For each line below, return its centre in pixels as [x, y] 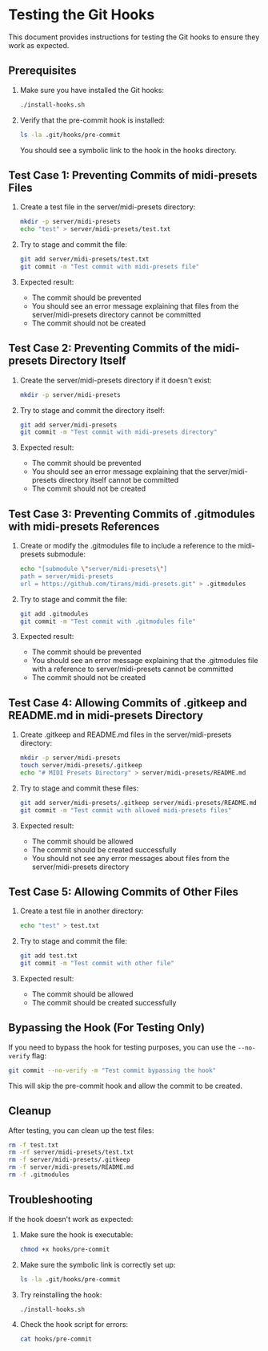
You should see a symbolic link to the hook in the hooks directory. [128, 150]
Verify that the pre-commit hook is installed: [92, 120]
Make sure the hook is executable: [76, 1234]
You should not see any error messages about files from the [130, 858]
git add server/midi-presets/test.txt [84, 259]
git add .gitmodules [54, 614]
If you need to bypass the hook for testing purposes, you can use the [122, 1047]
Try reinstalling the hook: [61, 1294]
